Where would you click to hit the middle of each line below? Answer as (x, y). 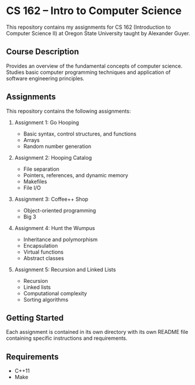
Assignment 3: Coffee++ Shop (51, 199)
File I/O (32, 188)
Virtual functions (43, 252)
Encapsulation (41, 245)
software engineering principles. (45, 78)
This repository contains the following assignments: (68, 111)
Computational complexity (55, 293)
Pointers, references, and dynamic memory (76, 175)
